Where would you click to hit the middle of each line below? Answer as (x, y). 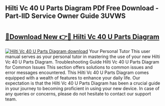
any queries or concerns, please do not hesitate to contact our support (78, 94)
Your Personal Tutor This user (120, 51)
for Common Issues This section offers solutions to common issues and (79, 67)
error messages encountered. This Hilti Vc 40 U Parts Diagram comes (77, 72)
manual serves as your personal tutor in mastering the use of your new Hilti (82, 56)
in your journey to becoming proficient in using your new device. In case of (82, 88)
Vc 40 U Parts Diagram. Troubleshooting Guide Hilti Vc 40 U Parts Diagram (82, 62)
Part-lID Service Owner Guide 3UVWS (65, 16)
